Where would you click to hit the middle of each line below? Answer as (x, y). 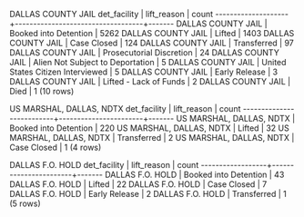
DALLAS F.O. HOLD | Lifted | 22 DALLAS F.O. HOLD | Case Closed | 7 (138, 184)
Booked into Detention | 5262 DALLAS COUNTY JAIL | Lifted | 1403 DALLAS (152, 33)
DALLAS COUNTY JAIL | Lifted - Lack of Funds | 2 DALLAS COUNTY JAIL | (150, 81)
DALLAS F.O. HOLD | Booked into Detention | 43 (194, 174)
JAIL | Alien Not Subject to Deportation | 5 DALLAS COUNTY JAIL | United (148, 62)
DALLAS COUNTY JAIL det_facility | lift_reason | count (111, 14)
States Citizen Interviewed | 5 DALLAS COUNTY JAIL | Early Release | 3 (144, 72)
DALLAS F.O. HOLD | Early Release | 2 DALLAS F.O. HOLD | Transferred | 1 (148, 194)
